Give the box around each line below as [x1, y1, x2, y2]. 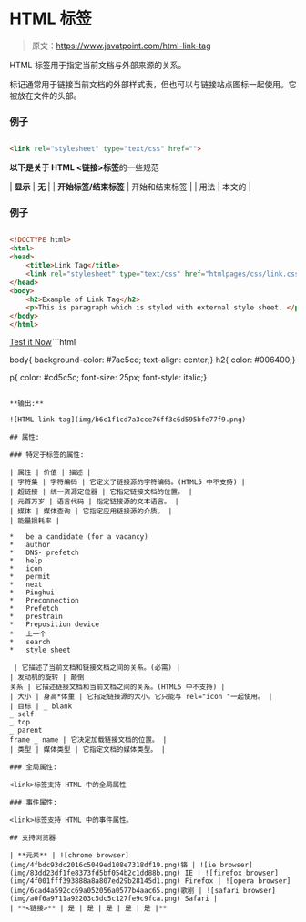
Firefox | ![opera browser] [184, 876, 291, 886]
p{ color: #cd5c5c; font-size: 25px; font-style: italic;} [9, 372, 208, 383]
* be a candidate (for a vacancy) [9, 532, 148, 542]
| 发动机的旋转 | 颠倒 [9, 673, 85, 683]
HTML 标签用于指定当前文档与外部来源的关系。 [9, 59, 187, 70]
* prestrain [9, 612, 64, 622]
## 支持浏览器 [9, 834, 56, 843]
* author [9, 541, 51, 550]
